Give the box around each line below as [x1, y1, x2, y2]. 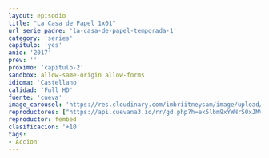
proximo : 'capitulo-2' [8, 64, 84, 72]
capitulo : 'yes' [8, 41, 62, 49]
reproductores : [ [8, 109, 66, 117]
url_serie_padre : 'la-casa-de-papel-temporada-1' [8, 26, 178, 34]
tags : [8, 130, 26, 138]
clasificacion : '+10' [8, 123, 81, 131]
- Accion [8, 137, 38, 146]
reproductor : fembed [8, 116, 78, 124]
